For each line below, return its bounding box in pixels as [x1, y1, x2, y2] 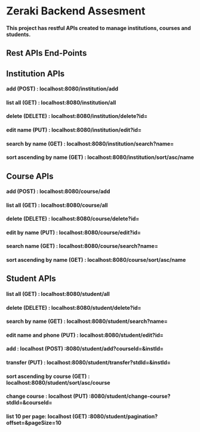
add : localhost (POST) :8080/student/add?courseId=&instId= [6, 345, 164, 352]
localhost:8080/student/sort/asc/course [6, 379, 110, 386]
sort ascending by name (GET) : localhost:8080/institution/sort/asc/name [6, 154, 194, 161]
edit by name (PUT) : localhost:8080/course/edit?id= [6, 229, 141, 236]
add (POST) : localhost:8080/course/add [6, 188, 110, 195]
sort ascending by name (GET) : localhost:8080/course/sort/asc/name [6, 256, 186, 264]
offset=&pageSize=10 [6, 419, 61, 426]
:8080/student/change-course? [88, 392, 171, 400]
